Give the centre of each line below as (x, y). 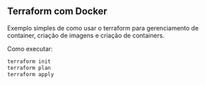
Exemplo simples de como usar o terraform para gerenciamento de (103, 28)
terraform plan (29, 68)
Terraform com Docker (57, 11)
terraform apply (31, 74)
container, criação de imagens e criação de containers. (86, 35)
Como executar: (30, 48)
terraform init (29, 62)
